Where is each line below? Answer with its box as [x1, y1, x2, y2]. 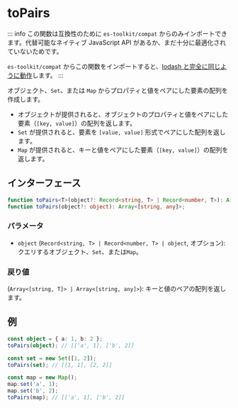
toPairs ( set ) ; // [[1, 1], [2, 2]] [7, 361, 113, 368]
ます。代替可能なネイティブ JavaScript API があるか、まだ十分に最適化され [7, 38, 227, 47]
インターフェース [7, 177, 81, 189]
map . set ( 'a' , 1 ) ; [7, 381, 59, 388]
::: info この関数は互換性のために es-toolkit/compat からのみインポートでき [7, 29, 228, 38]
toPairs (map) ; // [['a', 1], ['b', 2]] [7, 394, 125, 402]
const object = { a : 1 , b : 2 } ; [7, 335, 103, 342]
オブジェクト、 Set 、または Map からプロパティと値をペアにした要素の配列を [7, 86, 228, 94]
